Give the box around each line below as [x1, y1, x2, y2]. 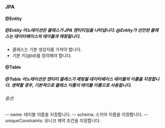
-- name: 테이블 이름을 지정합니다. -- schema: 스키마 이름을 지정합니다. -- [5, 111, 148, 117]
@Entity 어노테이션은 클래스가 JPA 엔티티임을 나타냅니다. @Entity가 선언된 [5, 27, 150, 33]
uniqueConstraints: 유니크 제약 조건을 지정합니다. [5, 117, 101, 123]
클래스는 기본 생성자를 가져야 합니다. [12, 46, 82, 52]
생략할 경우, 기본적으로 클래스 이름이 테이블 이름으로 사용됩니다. [11, 82, 132, 88]
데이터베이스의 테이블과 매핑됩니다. [14, 33, 81, 40]
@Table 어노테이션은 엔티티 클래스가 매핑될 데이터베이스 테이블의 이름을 [5, 76, 143, 82]
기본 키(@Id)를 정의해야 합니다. [12, 53, 72, 59]
